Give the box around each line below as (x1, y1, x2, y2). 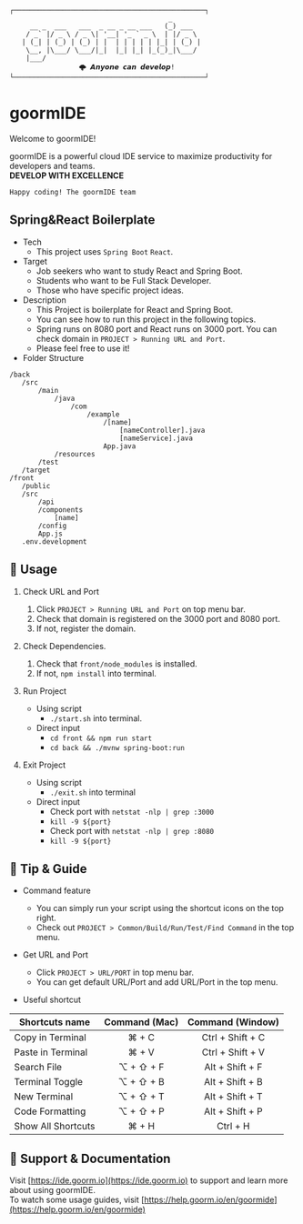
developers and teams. (9, 160, 96, 171)
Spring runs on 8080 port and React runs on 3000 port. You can (35, 323, 278, 334)
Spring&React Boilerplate (9, 212, 156, 228)
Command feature (22, 885, 91, 897)
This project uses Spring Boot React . (35, 246, 174, 256)
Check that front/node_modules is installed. (35, 657, 197, 669)
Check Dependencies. (22, 640, 106, 651)
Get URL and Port (22, 949, 89, 960)
